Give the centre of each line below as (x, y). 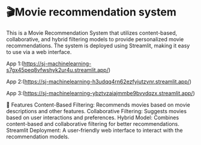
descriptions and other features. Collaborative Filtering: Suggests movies (97, 111)
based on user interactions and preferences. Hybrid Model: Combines (93, 117)
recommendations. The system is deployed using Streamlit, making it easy (98, 46)
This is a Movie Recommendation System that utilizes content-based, (92, 33)
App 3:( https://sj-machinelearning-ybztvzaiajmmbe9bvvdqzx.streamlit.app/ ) (100, 93)
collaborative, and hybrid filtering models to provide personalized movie (95, 39)
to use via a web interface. (39, 52)
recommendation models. (38, 137)
